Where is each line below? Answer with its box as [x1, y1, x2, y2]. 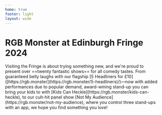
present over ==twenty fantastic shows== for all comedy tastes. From [5, 68, 146, 74]
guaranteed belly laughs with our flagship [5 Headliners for [5, 74, 123, 80]
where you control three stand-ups [85, 99, 156, 105]
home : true [5, 7, 27, 12]
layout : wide [5, 16, 32, 21]
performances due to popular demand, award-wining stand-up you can [5, 84, 149, 90]
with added [135, 79, 158, 85]
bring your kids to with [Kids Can [5, 89, 71, 95]
